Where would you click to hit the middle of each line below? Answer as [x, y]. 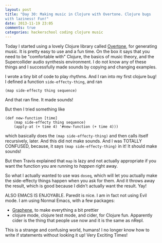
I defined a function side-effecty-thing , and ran [54, 82]
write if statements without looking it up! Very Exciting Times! [66, 235]
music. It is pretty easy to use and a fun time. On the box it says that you [77, 51]
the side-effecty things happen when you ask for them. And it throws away [80, 181]
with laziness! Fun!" [27, 19]
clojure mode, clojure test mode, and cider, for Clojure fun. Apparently [82, 215]
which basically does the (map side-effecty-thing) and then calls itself [77, 136]
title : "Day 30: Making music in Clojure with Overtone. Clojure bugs [78, 14]
